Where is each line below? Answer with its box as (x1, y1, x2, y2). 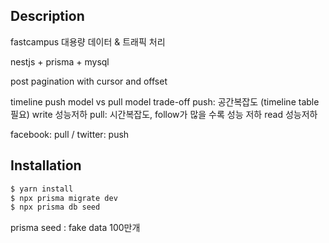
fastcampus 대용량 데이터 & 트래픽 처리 (10, 35, 166, 48)
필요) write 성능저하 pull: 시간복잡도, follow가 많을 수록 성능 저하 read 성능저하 (10, 108, 318, 120)
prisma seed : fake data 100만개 (10, 222, 141, 234)
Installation (10, 157, 82, 174)
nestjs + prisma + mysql (10, 55, 110, 68)
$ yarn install (10, 184, 74, 194)
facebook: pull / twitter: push (10, 128, 130, 140)
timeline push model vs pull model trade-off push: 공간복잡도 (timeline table (10, 95, 320, 108)
